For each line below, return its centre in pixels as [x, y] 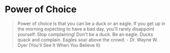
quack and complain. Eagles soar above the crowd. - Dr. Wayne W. [88, 40]
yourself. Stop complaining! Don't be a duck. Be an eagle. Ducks [85, 34]
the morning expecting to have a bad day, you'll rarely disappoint [86, 29]
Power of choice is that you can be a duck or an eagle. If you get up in [91, 23]
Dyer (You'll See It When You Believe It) [59, 45]
